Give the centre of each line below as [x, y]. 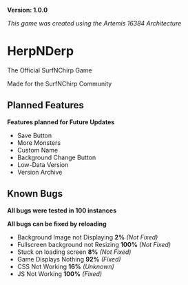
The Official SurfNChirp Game [50, 70]
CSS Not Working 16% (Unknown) [66, 266]
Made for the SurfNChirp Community [60, 83]
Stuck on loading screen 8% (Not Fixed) [74, 252]
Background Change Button [56, 157]
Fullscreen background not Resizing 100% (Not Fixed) [94, 244]
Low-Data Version [43, 164]
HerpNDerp [41, 51]
